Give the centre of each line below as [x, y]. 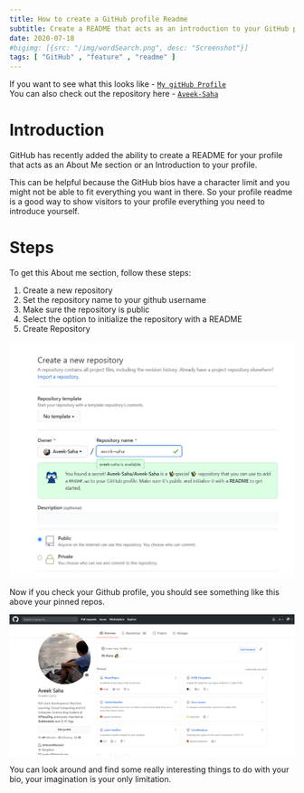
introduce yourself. [44, 212]
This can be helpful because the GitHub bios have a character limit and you [150, 183]
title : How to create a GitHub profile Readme [99, 19]
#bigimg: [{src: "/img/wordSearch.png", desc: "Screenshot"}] [129, 48]
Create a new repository [67, 290]
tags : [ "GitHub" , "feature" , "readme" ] [93, 57]
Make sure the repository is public [86, 309]
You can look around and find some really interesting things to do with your [149, 769]
